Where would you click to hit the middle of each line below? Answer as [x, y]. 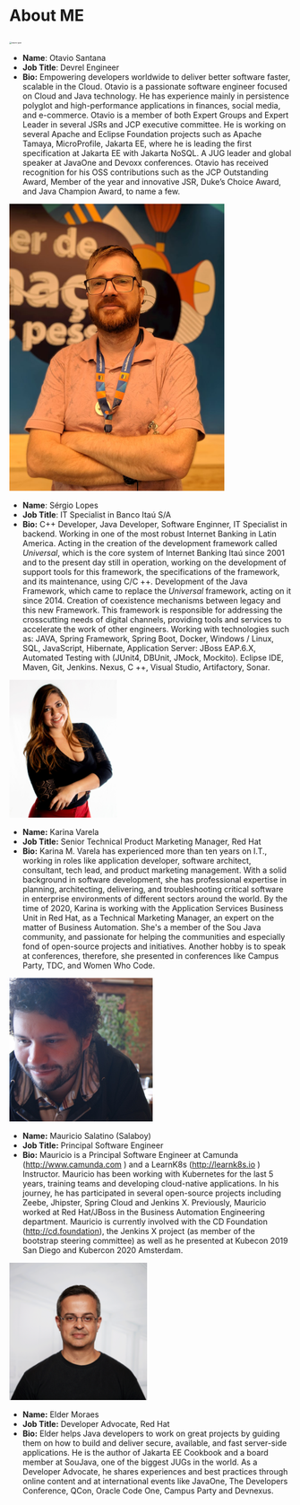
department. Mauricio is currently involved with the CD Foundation [145, 1222]
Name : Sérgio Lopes [60, 505]
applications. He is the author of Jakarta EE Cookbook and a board [145, 1453]
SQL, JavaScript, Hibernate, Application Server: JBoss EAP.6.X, [139, 648]
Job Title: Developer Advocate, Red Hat [96, 1424]
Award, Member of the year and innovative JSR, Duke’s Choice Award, [152, 181]
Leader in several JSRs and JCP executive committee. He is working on [154, 124]
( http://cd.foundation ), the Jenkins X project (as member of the [138, 1231]
